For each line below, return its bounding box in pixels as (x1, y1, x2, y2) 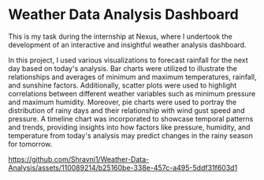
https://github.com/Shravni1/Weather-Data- (8, 154, 150, 163)
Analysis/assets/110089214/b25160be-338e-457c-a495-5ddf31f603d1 (8, 163, 238, 172)
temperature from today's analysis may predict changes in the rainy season (8, 130, 254, 140)
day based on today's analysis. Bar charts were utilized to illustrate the (8, 63, 238, 73)
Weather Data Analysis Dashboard (8, 6, 239, 24)
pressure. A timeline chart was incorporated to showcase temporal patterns (8, 114, 254, 123)
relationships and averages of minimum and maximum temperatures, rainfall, (8, 72, 258, 81)
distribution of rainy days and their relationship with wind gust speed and (8, 105, 245, 115)
